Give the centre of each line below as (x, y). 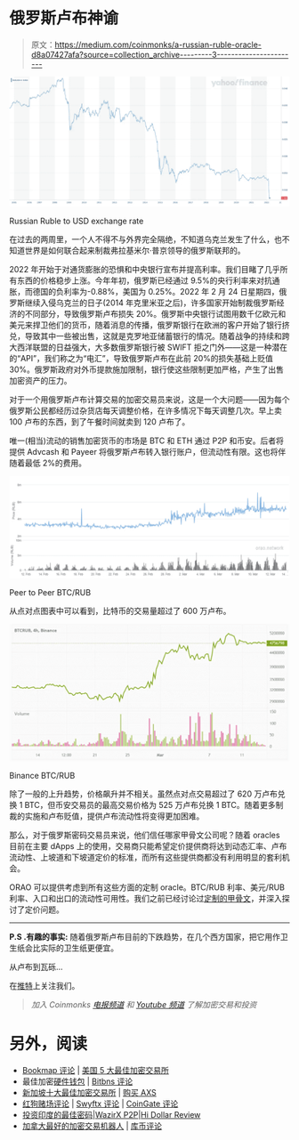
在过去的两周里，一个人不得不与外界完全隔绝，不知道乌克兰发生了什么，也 (145, 239)
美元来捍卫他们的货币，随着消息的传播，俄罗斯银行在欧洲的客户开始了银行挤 (149, 325)
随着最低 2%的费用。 (48, 463)
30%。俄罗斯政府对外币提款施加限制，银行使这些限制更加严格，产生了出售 (147, 369)
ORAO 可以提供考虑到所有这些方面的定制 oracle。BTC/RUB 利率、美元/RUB (147, 887)
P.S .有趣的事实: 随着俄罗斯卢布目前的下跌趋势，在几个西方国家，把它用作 (145, 936)
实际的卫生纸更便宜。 (79, 948)
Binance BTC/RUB (42, 775)
